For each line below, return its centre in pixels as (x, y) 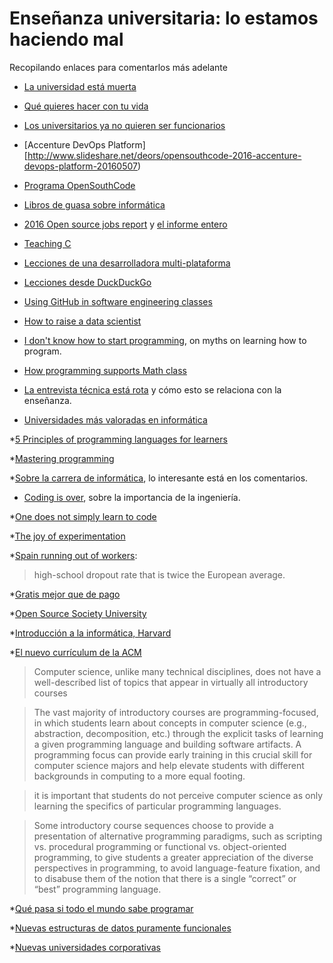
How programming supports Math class (105, 370)
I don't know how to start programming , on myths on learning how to (165, 340)
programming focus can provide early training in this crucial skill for (173, 754)
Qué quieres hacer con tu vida (86, 106)
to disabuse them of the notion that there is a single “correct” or (165, 878)
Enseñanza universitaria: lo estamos (164, 18)
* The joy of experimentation (67, 536)
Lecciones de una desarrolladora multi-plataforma (127, 263)
